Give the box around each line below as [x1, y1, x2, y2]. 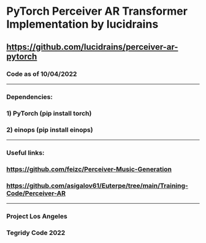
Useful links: [6, 148, 45, 157]
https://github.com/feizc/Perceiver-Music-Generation [6, 165, 172, 173]
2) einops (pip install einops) [6, 125, 93, 134]
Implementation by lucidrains [6, 17, 159, 31]
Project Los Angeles [6, 212, 67, 221]
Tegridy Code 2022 [6, 228, 66, 237]
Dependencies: [6, 92, 53, 101]
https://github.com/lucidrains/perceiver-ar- [6, 42, 178, 52]
